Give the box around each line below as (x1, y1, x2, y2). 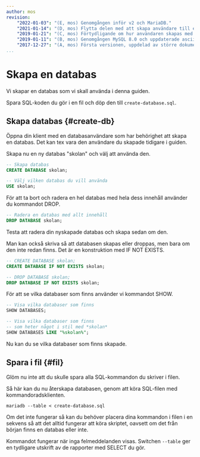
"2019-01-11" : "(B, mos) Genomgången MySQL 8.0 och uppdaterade (17, 36, 180, 42)
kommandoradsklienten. (6, 391, 65, 399)
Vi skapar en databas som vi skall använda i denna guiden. (6, 87, 150, 94)
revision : (6, 14, 31, 20)
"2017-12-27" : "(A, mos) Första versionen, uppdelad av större (17, 42, 177, 48)
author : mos (6, 8, 36, 15)
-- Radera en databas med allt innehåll (6, 212, 108, 218)
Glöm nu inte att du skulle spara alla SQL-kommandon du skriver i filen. (6, 373, 180, 381)
